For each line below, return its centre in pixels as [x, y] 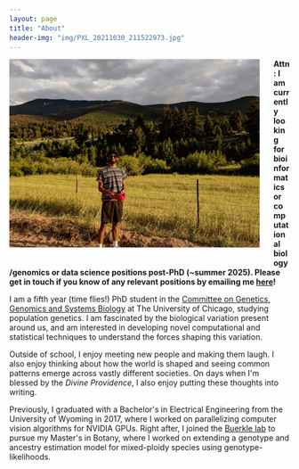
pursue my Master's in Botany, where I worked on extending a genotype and [149, 438]
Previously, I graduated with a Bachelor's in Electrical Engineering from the [146, 409]
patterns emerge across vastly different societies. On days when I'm [134, 374]
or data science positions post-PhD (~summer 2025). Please [166, 273]
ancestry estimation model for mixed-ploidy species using [116, 448]
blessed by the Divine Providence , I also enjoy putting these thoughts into [144, 383]
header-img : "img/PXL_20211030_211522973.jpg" [97, 37]
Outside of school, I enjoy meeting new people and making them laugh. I [141, 354]
